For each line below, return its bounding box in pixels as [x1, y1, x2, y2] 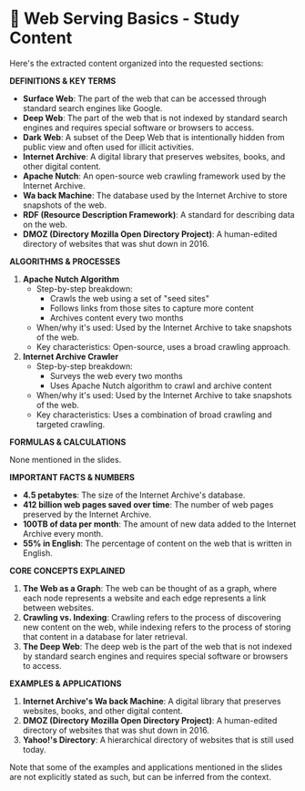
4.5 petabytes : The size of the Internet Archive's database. [22, 489, 246, 500]
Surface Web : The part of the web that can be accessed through [22, 93, 267, 104]
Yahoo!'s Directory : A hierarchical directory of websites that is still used [22, 734, 294, 745]
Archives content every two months [49, 312, 184, 323]
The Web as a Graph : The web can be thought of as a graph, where [22, 582, 278, 593]
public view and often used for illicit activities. [22, 141, 194, 152]
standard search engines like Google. [22, 102, 163, 113]
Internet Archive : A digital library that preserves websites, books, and [22, 150, 286, 162]
